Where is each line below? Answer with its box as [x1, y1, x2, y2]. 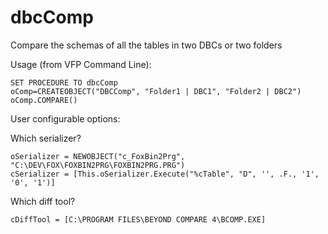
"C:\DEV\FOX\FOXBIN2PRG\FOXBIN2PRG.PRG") [10, 160, 186, 170]
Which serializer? [10, 132, 82, 144]
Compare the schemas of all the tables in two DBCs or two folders [10, 39, 283, 51]
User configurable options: [10, 112, 121, 125]
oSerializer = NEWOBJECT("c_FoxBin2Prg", [10, 151, 186, 161]
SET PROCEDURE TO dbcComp [10, 77, 118, 88]
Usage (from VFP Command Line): [10, 58, 152, 70]
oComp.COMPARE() [10, 95, 78, 105]
